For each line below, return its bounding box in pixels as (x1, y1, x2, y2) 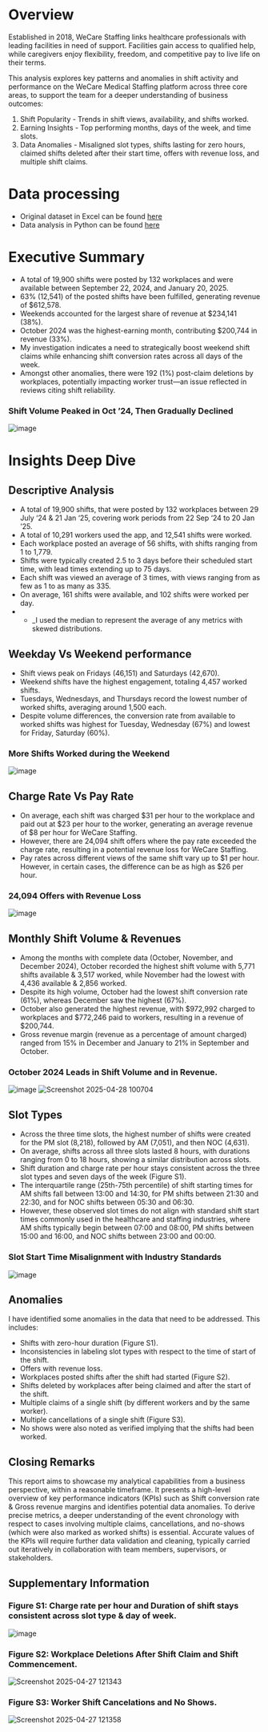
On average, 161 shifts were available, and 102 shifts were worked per (19, 590, 250, 600)
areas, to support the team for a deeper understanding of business (8, 90, 229, 99)
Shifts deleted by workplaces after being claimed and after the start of (19, 1381, 251, 1391)
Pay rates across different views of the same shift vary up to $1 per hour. (19, 854, 260, 863)
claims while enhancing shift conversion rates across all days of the (19, 351, 243, 361)
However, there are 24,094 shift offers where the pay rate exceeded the (19, 836, 258, 846)
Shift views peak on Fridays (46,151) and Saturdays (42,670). (19, 668, 220, 678)
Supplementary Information (8, 1577, 150, 1590)
